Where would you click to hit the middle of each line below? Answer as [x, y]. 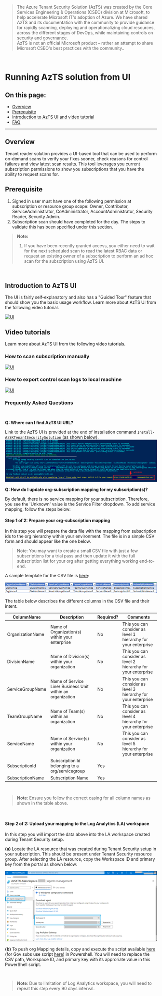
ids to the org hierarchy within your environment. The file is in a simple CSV [80, 536]
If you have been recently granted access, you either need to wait [89, 245]
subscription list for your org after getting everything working [77, 561]
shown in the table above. [42, 803]
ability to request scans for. [32, 174]
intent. [11, 606]
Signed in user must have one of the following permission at [72, 201]
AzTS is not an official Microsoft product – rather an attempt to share [85, 43]
